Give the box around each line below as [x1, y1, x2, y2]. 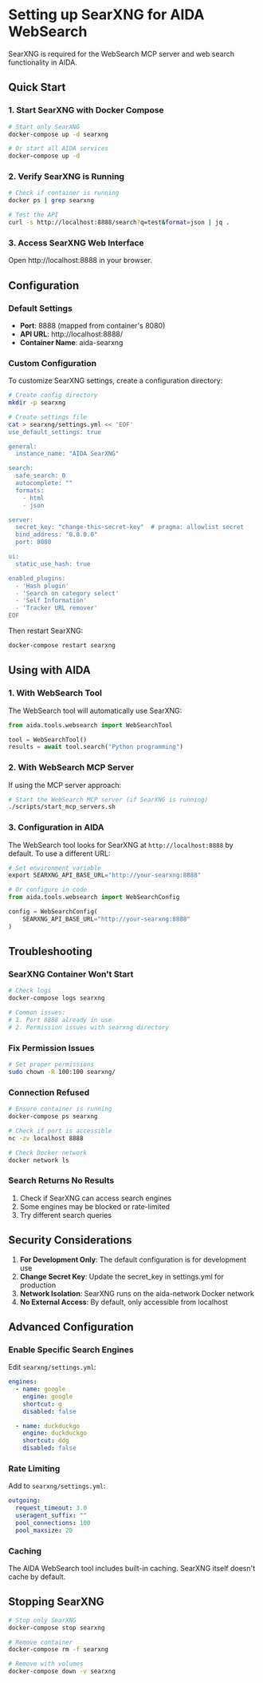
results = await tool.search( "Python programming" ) [8, 743, 183, 751]
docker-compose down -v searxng [8, 1668, 116, 1676]
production [19, 1280, 57, 1290]
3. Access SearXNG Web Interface [8, 237, 145, 249]
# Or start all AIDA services [8, 145, 109, 153]
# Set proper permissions [8, 1060, 94, 1068]
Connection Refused [8, 1087, 90, 1098]
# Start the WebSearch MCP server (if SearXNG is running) [8, 795, 209, 804]
